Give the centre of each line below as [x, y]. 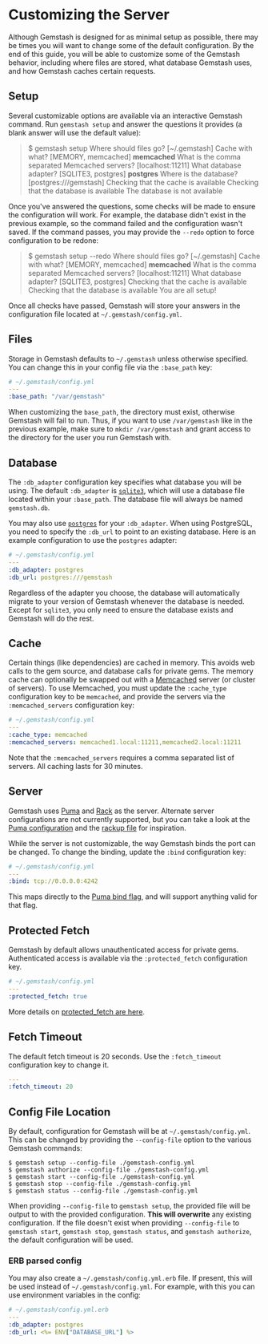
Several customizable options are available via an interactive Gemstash [125, 115]
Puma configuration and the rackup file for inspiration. [97, 828]
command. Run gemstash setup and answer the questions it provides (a [125, 124]
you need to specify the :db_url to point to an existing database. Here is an [132, 532]
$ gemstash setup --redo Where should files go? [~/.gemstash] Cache [144, 256]
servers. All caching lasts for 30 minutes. [76, 766]
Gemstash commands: [45, 1148]
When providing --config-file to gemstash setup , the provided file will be [129, 1206]
